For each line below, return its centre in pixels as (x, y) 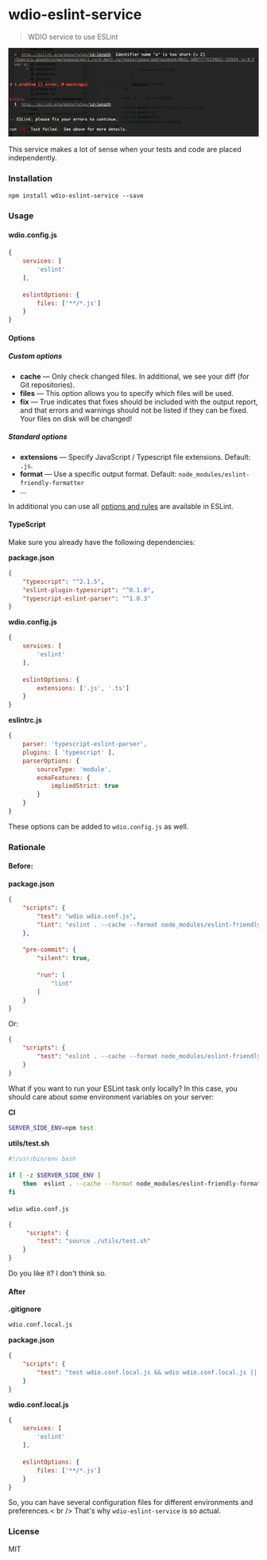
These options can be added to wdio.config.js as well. (99, 826)
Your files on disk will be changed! (76, 418)
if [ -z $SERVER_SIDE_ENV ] (55, 1176)
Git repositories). (47, 385)
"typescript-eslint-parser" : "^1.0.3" (87, 598)
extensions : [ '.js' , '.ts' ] (83, 688)
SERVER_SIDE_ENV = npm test (51, 1128)
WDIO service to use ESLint (73, 37)
